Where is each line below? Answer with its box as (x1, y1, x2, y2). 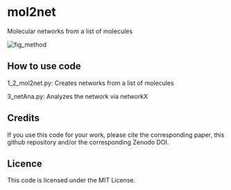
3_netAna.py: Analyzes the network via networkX (7, 92, 148, 100)
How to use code (7, 60, 81, 73)
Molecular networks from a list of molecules (7, 27, 133, 35)
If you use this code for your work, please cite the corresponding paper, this (7, 131, 225, 139)
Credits (7, 112, 40, 124)
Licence (7, 158, 43, 169)
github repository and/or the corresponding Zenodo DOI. (7, 137, 169, 146)
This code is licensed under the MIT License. (7, 176, 136, 184)
